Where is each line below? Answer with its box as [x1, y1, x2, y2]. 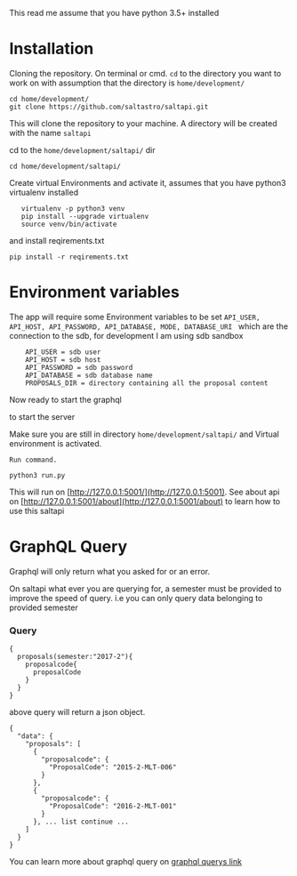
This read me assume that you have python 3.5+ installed [9, 8, 220, 18]
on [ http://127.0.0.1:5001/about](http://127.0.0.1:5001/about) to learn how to [9, 495, 281, 506]
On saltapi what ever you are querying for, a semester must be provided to [9, 583, 282, 594]
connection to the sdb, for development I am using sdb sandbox [9, 330, 244, 341]
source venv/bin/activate [20, 220, 117, 229]
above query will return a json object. [9, 707, 146, 718]
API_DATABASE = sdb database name [25, 371, 153, 380]
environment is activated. [9, 438, 102, 448]
